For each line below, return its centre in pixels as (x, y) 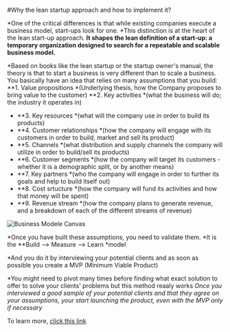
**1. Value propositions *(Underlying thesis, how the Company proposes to (114, 88)
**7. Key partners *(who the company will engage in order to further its (118, 174)
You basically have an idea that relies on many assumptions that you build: (112, 80)
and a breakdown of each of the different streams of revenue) (104, 210)
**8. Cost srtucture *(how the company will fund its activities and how (117, 189)
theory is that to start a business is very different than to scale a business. (112, 73)
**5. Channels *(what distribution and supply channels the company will (120, 145)
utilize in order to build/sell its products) (73, 152)
